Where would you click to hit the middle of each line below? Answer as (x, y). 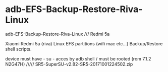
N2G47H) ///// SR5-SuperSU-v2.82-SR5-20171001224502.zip (69, 64)
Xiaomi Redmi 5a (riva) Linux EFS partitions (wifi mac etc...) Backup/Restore (84, 43)
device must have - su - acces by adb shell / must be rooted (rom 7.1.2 (78, 58)
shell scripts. (18, 49)
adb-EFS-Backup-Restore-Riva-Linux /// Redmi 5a (58, 34)
